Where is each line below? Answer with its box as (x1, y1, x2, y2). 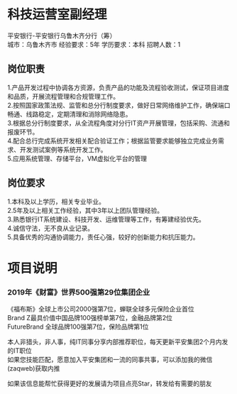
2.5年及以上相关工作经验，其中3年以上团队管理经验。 (7, 206, 164, 214)
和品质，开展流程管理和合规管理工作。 (7, 92, 119, 100)
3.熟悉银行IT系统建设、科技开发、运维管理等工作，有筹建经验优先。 (7, 214, 206, 224)
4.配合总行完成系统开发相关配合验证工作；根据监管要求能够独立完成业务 (7, 136, 219, 145)
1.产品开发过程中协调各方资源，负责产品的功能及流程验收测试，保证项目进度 (7, 83, 229, 92)
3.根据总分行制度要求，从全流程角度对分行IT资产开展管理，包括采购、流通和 (7, 119, 231, 127)
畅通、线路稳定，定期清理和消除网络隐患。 (7, 109, 132, 118)
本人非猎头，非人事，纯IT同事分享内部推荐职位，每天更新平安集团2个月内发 (7, 338, 228, 346)
